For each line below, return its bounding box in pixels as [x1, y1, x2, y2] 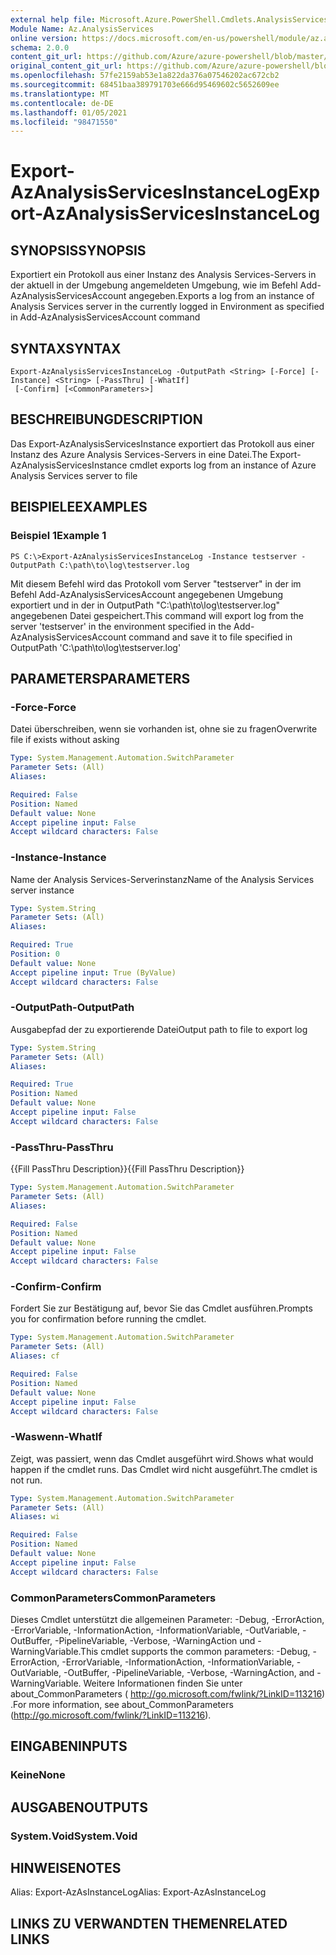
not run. [10, 1474, 43, 1486]
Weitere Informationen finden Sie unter [83, 1677, 243, 1690]
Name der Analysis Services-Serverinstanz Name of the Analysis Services [10, 873, 315, 885]
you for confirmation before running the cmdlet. [10, 1313, 207, 1325]
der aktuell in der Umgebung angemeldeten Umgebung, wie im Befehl [10, 279, 298, 291]
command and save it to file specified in [128, 631, 293, 643]
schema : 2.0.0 [10, 42, 70, 53]
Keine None [10, 1768, 66, 1782]
